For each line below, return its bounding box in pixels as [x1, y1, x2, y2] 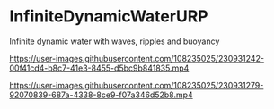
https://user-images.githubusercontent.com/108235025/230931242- [9, 53, 265, 63]
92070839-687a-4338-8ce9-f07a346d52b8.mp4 [9, 89, 193, 100]
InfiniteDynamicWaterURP [9, 6, 208, 27]
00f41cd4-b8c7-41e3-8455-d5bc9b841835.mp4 [9, 63, 190, 73]
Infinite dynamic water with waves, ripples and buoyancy [9, 36, 220, 46]
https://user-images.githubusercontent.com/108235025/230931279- [9, 80, 264, 90]
